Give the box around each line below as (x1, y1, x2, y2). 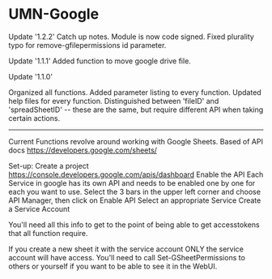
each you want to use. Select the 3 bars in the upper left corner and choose (8, 187, 261, 196)
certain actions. (8, 113, 61, 122)
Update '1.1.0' (8, 71, 53, 81)
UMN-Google (8, 5, 100, 24)
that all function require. (8, 228, 88, 238)
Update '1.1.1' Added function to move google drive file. (8, 56, 192, 66)
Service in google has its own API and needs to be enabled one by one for (8, 178, 256, 187)
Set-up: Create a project (8, 161, 89, 170)
